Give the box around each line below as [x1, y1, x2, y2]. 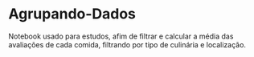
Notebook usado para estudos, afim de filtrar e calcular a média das [8, 31, 234, 41]
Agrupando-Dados [8, 5, 137, 23]
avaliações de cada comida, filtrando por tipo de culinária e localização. [8, 39, 247, 49]
